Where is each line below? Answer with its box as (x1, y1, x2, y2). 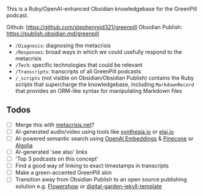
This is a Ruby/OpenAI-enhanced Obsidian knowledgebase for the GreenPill (6, 5, 197, 12)
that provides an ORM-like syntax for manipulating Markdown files (15, 87, 182, 94)
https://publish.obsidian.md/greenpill (6, 30, 100, 37)
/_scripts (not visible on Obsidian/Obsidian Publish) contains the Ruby (15, 74, 194, 81)
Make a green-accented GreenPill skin (15, 169, 112, 176)
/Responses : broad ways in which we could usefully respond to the (15, 48, 182, 56)
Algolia (15, 142, 33, 149)
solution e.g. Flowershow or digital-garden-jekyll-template (15, 183, 162, 190)
